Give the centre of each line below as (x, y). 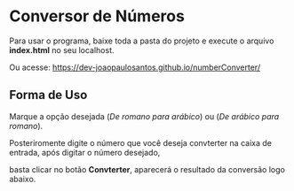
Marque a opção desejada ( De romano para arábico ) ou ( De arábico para (144, 116)
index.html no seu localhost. (62, 50)
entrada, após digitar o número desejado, (85, 152)
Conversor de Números (97, 16)
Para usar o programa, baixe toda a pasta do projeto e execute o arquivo (142, 41)
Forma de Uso (48, 95)
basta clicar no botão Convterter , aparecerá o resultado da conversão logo (147, 169)
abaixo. (23, 179)
